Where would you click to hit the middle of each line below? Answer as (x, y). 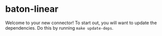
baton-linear (32, 9)
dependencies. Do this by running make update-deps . (59, 28)
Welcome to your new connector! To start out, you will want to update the (81, 23)
